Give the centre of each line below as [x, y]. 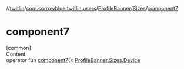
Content [16, 54]
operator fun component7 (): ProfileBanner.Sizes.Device [73, 60]
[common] [19, 48]
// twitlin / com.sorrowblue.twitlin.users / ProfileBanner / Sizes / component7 [92, 8]
